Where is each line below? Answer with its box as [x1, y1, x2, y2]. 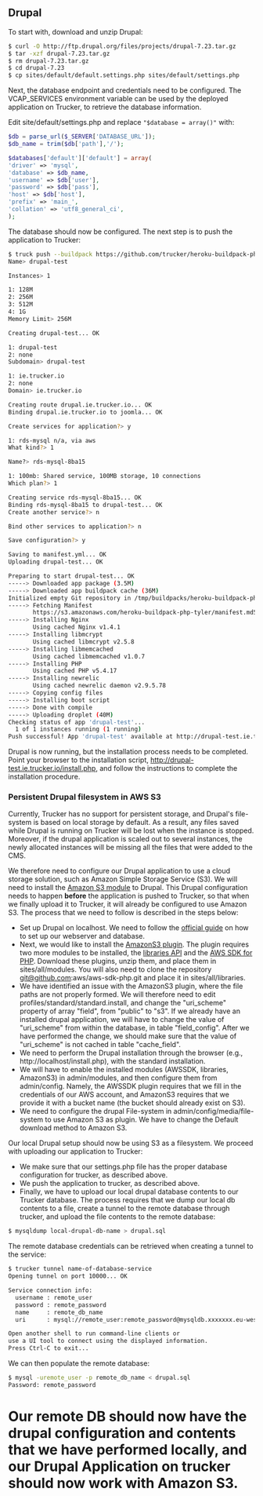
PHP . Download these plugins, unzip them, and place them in [19, 957, 217, 966]
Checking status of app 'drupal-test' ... [8, 718, 146, 726]
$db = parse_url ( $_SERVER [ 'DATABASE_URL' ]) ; [8, 133, 156, 140]
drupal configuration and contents [8, 1425, 236, 1443]
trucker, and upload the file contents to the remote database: [19, 1212, 216, 1221]
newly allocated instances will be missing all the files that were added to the [8, 843, 253, 852]
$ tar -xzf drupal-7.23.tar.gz [8, 49, 110, 57]
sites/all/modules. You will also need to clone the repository [19, 965, 212, 974]
